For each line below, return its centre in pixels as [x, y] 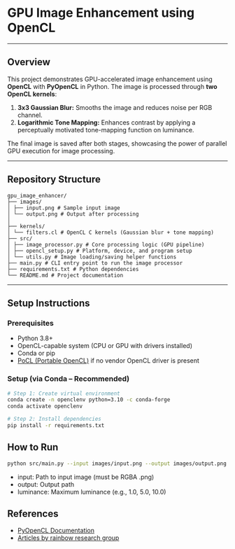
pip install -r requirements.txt [56, 426]
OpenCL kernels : [32, 94]
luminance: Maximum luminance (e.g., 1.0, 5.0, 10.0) [92, 492]
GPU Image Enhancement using [101, 13]
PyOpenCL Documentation [56, 531]
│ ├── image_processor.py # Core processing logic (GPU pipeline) [106, 244]
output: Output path [46, 484]
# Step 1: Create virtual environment [64, 394]
